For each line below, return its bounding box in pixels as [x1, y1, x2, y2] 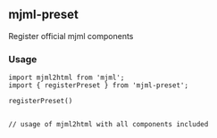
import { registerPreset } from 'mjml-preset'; [8, 81, 189, 90]
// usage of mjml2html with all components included [8, 120, 209, 129]
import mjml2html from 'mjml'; [8, 73, 125, 83]
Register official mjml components [8, 30, 134, 41]
